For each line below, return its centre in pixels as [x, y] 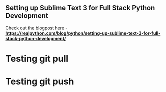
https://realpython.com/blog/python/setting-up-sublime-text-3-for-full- [83, 33]
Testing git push [40, 82]
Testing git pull [37, 59]
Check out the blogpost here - [36, 28]
